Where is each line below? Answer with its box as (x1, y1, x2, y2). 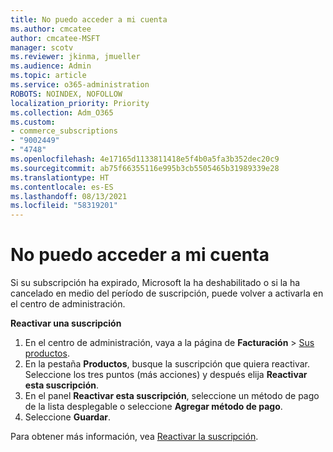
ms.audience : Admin (10, 61, 92, 71)
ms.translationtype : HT (10, 172, 110, 183)
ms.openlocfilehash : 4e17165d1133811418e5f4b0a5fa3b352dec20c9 (10, 154, 280, 164)
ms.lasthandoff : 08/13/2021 (10, 191, 128, 201)
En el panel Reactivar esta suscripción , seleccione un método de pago (24, 390, 320, 402)
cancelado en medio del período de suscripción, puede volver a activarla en (10, 287, 324, 300)
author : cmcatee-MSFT (10, 33, 101, 43)
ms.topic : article (10, 71, 87, 81)
